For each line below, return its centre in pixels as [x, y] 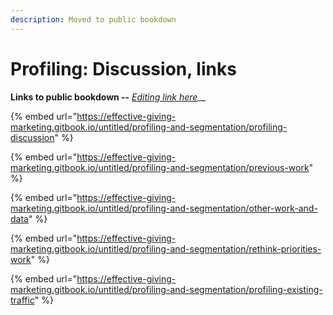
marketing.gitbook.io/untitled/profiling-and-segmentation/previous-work [160, 167]
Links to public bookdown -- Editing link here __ [108, 97]
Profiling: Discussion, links [123, 68]
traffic [22, 300]
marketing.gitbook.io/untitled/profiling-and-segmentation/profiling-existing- [166, 289]
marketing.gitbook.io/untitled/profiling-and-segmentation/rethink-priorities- [166, 248]
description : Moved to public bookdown [93, 19]
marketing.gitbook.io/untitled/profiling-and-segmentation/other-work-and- [164, 208]
